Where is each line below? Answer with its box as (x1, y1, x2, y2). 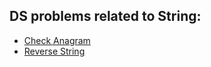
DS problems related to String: (9, 8, 202, 25)
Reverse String (23, 45, 86, 57)
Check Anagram (23, 34, 91, 46)
